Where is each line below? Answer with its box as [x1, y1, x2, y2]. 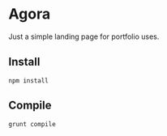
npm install [8, 76, 49, 85]
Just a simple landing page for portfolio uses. [8, 32, 160, 41]
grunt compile [8, 120, 57, 128]
